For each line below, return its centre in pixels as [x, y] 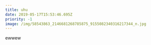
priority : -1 [19, 19]
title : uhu [16, 10]
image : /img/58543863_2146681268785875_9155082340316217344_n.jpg [76, 24]
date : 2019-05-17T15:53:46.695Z [39, 14]
